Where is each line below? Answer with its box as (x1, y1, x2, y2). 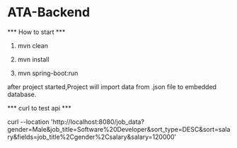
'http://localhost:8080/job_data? (50, 118, 145, 126)
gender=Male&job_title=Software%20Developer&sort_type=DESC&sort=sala (7, 125, 231, 133)
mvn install (17, 55, 50, 64)
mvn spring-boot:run (17, 69, 79, 77)
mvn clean (17, 41, 48, 50)
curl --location (7, 118, 50, 126)
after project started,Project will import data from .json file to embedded (7, 82, 217, 91)
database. (7, 90, 37, 98)
